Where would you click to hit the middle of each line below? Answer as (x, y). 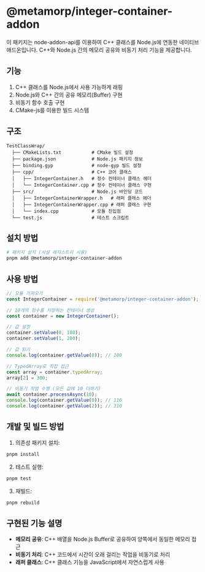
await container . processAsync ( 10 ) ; (52, 394)
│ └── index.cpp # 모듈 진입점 (67, 211)
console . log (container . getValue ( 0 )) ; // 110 (64, 401)
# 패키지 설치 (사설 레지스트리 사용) (47, 253)
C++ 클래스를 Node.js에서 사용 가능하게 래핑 (69, 87)
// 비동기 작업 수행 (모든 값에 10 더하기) (54, 389)
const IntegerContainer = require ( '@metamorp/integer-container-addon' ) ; (103, 299)
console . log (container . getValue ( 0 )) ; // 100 (64, 355)
